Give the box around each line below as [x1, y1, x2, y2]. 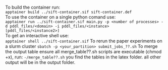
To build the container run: [5, 5, 61, 10]
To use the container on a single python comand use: [5, 14, 116, 20]
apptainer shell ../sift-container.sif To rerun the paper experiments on [5, 38, 162, 44]
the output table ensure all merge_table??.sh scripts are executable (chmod [5, 49, 162, 54]
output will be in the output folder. [5, 59, 76, 65]
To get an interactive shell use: [5, 33, 69, 38]
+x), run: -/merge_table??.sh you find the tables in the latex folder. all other [5, 54, 161, 60]
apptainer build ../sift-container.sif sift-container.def [5, 10, 132, 15]
